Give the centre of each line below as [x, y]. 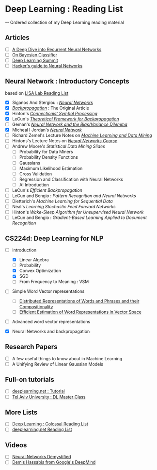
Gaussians [30, 163]
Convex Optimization [40, 271]
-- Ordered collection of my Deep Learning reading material [64, 22]
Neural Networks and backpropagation [51, 331]
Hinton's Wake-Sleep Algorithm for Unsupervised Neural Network [78, 212]
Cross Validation [36, 174]
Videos [16, 445]
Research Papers [31, 347]
